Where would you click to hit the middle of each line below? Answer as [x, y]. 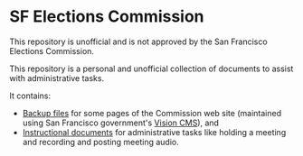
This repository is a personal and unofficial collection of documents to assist [151, 69]
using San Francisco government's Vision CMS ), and [121, 123]
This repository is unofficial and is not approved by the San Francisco [139, 41]
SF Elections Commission [107, 17]
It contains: [30, 96]
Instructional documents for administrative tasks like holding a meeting [154, 132]
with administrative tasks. [57, 78]
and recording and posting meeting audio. [100, 142]
